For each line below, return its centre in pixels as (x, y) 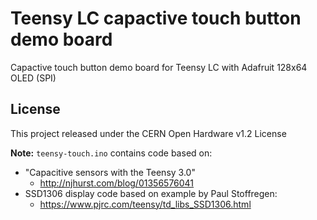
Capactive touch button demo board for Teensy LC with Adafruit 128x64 (159, 67)
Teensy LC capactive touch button (156, 18)
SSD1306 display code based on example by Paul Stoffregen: (151, 193)
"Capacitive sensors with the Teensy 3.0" (110, 172)
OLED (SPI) (33, 78)
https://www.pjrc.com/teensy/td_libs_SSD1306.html (145, 204)
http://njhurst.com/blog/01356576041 (117, 183)
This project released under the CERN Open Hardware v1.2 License (148, 133)
